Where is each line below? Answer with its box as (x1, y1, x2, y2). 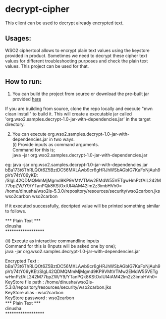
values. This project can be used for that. (5, 63, 89, 69)
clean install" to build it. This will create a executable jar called (5, 110, 132, 117)
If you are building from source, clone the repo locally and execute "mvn (5, 106, 153, 111)
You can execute (12, 131, 47, 137)
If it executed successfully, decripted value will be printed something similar (5, 203, 160, 209)
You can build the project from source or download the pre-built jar (12, 91, 150, 97)
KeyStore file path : (5, 279, 45, 285)
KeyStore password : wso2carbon (5, 295, 74, 301)
